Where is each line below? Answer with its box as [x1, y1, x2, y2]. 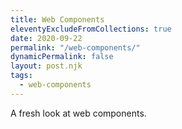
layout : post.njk [10, 61, 83, 71]
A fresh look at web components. [10, 107, 147, 119]
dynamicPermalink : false [10, 52, 114, 62]
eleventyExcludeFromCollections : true [10, 24, 172, 34]
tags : [10, 71, 33, 81]
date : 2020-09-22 [10, 33, 83, 43]
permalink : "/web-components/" [10, 42, 141, 53]
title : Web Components [10, 14, 105, 25]
